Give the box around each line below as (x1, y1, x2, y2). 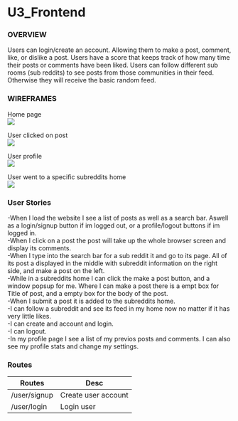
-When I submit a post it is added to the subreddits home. (7, 297, 175, 306)
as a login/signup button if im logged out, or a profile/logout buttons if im (7, 221, 220, 230)
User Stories (7, 197, 52, 207)
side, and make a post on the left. (7, 267, 105, 275)
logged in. (7, 229, 37, 238)
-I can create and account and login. (7, 319, 114, 328)
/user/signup (11, 390, 54, 400)
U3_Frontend (7, 4, 86, 21)
